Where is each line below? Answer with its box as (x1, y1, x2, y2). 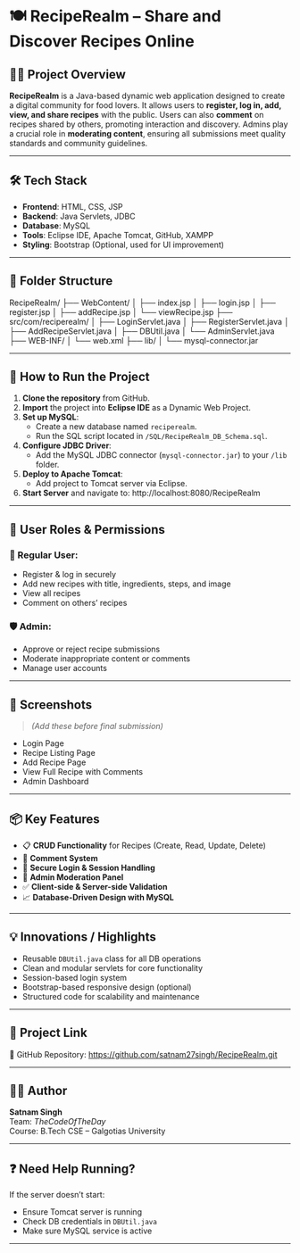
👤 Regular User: (9, 549, 79, 561)
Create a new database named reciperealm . (35, 421, 197, 432)
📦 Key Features (9, 811, 100, 826)
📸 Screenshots (9, 697, 93, 712)
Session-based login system (21, 972, 128, 983)
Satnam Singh (9, 1107, 62, 1117)
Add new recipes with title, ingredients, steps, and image (21, 578, 231, 589)
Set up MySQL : (21, 411, 79, 423)
